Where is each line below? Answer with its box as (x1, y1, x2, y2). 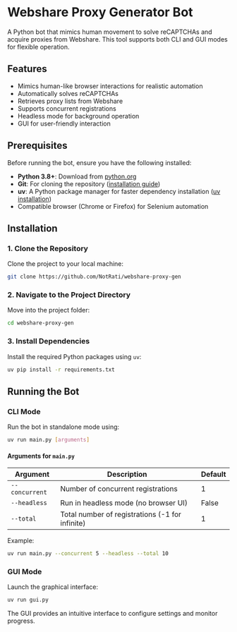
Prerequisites (7, 140, 68, 152)
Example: (7, 537, 35, 545)
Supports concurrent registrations (17, 104, 116, 113)
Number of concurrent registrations (60, 484, 178, 494)
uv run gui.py (7, 597, 49, 604)
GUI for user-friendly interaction (17, 119, 111, 128)
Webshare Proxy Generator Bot (7, 4, 193, 20)
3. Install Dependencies (7, 336, 90, 346)
